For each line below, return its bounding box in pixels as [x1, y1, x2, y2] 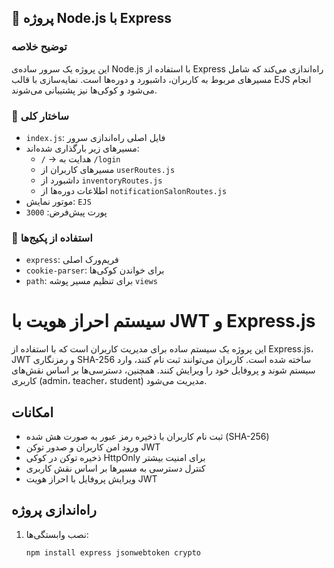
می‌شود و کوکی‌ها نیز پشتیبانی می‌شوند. [11, 84, 158, 96]
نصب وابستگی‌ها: [25, 528, 89, 540]
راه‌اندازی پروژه [11, 502, 97, 519]
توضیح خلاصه [11, 40, 68, 54]
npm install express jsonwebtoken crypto [25, 547, 201, 558]
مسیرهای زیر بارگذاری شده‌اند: [25, 142, 140, 154]
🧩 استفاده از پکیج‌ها [11, 231, 93, 245]
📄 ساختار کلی [11, 109, 69, 123]
